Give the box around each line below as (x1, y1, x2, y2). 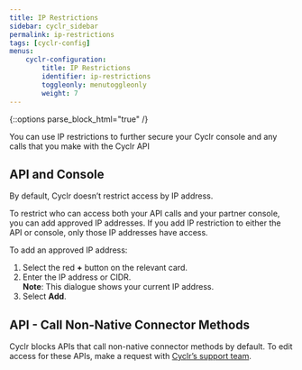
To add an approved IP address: (9, 245, 128, 255)
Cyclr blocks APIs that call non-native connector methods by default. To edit (9, 341, 293, 352)
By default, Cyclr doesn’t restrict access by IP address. (9, 190, 214, 201)
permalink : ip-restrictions (9, 30, 115, 39)
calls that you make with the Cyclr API (9, 141, 151, 152)
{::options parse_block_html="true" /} (9, 114, 149, 125)
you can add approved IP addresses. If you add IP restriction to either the (9, 217, 281, 228)
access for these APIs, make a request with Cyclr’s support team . (9, 351, 252, 362)
